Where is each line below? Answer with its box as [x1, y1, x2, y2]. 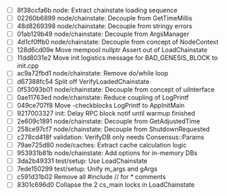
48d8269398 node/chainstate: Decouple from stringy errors [16, 22, 193, 30]
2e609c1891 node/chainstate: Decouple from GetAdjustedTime [16, 116, 201, 125]
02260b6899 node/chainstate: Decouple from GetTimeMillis [16, 14, 193, 23]
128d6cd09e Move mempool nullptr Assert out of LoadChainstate [16, 46, 208, 54]
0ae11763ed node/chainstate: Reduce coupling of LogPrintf [16, 93, 189, 102]
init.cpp [16, 61, 40, 70]
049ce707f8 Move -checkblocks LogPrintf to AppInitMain [16, 101, 185, 109]
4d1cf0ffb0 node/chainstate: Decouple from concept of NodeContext [16, 38, 219, 47]
